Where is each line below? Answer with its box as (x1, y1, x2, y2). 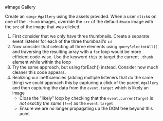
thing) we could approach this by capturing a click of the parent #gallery (12, 80, 159, 86)
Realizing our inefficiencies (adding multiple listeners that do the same (12, 75, 153, 80)
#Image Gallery (5, 4, 36, 10)
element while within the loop (12, 59, 72, 65)
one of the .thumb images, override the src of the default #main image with (5, 19, 154, 24)
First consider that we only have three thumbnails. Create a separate (12, 34, 150, 39)
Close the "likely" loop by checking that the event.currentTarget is (19, 95, 153, 101)
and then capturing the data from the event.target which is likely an (12, 85, 149, 90)
